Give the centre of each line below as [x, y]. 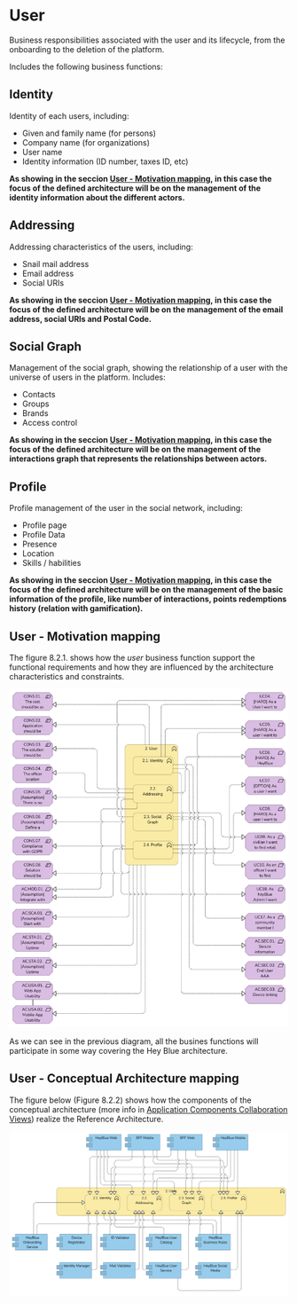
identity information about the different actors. [97, 197]
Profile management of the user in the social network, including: [126, 508]
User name [42, 152]
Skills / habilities [51, 563]
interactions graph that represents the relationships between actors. [138, 459]
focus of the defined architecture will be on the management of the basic [146, 590]
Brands [35, 413]
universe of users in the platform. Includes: [87, 377]
